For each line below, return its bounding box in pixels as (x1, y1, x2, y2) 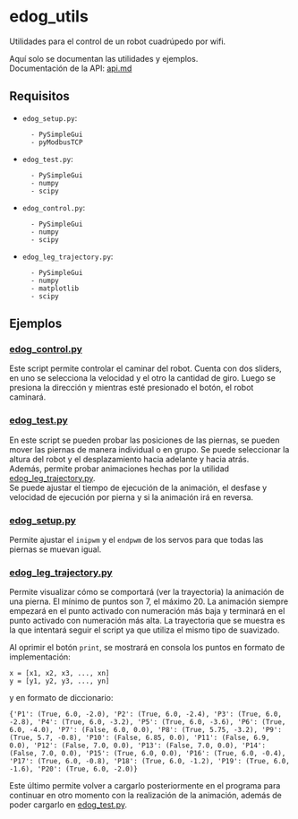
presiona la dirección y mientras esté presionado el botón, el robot (9, 383, 254, 393)
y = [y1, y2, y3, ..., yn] (9, 677, 110, 686)
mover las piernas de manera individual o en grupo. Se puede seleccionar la (9, 444, 290, 454)
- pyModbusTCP (30, 137, 83, 147)
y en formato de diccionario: (9, 693, 114, 703)
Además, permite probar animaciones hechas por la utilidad (9, 463, 230, 474)
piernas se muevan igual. (9, 544, 102, 555)
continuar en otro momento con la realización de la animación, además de (9, 790, 282, 801)
